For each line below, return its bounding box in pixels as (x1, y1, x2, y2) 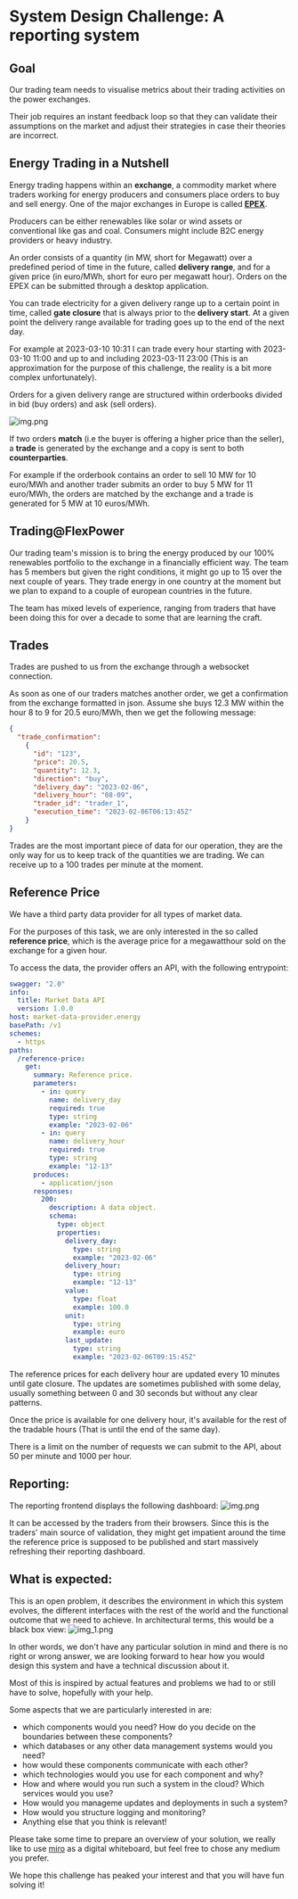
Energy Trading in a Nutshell (9, 156, 170, 171)
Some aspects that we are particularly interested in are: (9, 1704, 213, 1714)
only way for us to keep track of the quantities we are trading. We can (9, 849, 265, 860)
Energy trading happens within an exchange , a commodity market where (9, 179, 278, 190)
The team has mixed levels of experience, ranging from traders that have (9, 602, 277, 613)
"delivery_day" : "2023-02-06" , (32, 782, 149, 791)
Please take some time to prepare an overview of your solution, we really (9, 1833, 276, 1844)
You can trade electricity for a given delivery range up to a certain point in (9, 297, 280, 309)
